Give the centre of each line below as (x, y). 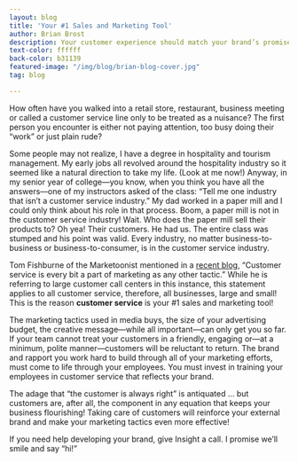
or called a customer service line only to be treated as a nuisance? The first (147, 117)
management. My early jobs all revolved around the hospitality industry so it (148, 163)
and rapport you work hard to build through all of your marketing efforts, (141, 357)
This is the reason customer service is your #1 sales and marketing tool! (141, 302)
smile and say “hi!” (43, 448)
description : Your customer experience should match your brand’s (134, 42)
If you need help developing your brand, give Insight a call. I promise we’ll (143, 439)
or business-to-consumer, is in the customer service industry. (157, 247)
